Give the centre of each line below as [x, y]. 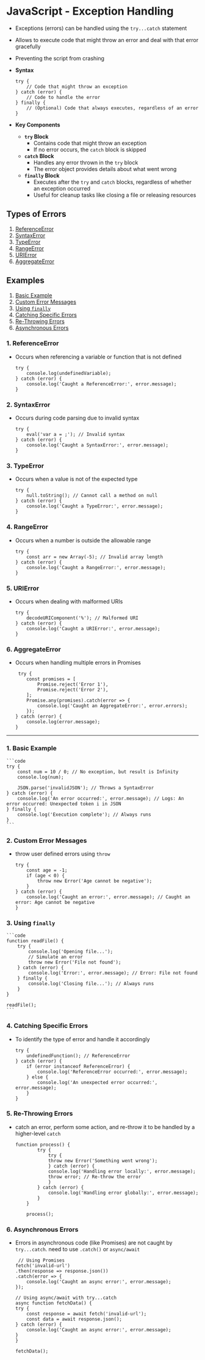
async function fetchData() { [54, 1303]
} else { [38, 1077]
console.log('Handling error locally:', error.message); [122, 1171]
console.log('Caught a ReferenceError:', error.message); [102, 384]
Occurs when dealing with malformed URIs [69, 602]
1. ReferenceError [33, 343]
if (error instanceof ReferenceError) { [78, 1066]
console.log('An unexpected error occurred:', [98, 1082]
